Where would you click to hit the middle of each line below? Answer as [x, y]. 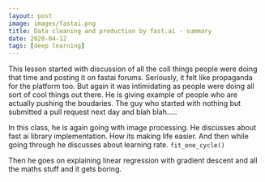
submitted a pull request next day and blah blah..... [93, 112]
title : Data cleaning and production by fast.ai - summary [110, 31]
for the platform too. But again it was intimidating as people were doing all [132, 87]
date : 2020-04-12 [38, 38]
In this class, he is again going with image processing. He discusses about [132, 128]
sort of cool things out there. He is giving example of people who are [123, 95]
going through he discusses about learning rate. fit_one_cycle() [117, 145]
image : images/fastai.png [52, 23]
